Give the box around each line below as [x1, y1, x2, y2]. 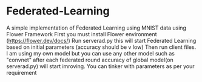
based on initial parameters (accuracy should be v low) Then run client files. [6, 43, 197, 51]
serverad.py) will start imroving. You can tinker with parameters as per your [6, 62, 195, 70]
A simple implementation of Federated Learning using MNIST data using [6, 24, 187, 31]
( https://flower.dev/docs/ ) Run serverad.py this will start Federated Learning [6, 37, 197, 44]
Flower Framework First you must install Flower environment [6, 30, 157, 37]
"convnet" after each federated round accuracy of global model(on [6, 56, 174, 63]
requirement [6, 69, 37, 76]
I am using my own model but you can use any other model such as [6, 49, 175, 57]
